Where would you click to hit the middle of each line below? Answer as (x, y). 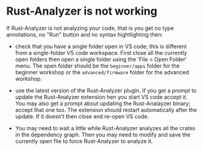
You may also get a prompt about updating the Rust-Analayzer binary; (103, 103)
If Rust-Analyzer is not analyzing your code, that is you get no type (90, 28)
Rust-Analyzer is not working (82, 11)
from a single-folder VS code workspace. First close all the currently (101, 52)
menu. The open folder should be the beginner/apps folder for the (97, 66)
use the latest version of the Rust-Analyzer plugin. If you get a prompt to (106, 90)
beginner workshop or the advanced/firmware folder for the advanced (102, 72)
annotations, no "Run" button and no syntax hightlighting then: (85, 34)
